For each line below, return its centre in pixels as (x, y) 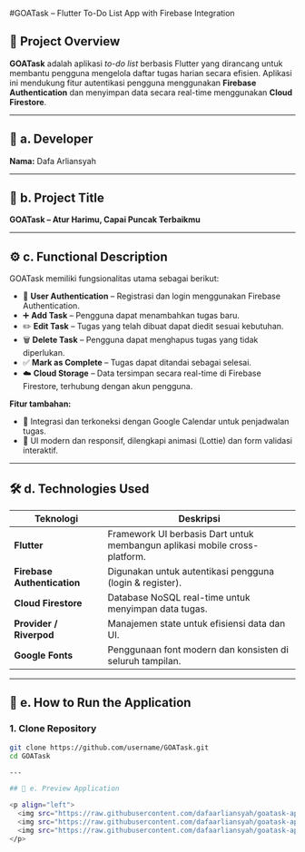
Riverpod (34, 635)
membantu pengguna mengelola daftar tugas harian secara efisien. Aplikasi (151, 73)
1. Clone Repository (53, 729)
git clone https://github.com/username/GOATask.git (109, 748)
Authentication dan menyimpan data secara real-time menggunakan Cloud (151, 92)
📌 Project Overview (65, 41)
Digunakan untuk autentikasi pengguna (191, 572)
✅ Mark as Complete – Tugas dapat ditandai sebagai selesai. (137, 363)
